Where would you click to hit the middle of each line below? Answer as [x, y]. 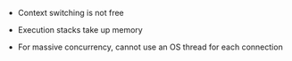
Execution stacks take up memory [80, 30]
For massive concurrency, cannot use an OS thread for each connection [150, 47]
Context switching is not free [71, 13]
